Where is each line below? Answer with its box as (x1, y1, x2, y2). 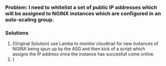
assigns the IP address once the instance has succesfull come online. (12, 51, 155, 57)
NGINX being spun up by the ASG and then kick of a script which (12, 46, 145, 52)
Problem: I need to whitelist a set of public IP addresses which (5, 4, 158, 11)
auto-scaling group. (5, 16, 55, 23)
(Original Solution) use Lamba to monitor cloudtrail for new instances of (12, 41, 159, 47)
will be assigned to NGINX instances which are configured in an (5, 10, 161, 17)
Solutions (5, 29, 29, 36)
